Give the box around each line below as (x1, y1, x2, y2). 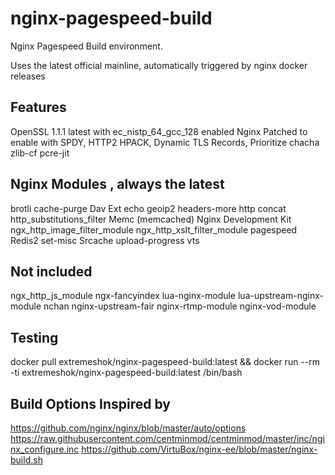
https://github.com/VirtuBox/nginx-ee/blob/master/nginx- (81, 443, 318, 455)
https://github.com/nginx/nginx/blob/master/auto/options (10, 422, 247, 434)
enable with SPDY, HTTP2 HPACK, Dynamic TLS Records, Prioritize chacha (10, 136, 320, 148)
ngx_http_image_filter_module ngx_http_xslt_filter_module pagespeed (10, 223, 298, 236)
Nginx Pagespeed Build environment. (10, 40, 163, 52)
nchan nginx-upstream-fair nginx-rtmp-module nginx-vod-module (43, 300, 317, 312)
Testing (10, 329, 59, 346)
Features (10, 99, 67, 116)
